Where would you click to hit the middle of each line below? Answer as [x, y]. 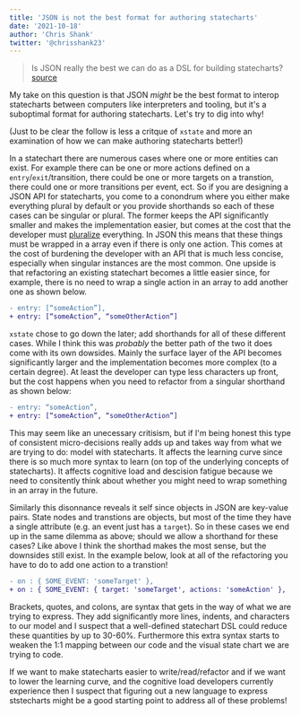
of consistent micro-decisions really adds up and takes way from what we [146, 442]
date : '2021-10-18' [46, 26]
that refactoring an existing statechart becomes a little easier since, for [140, 273]
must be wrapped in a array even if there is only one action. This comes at [146, 244]
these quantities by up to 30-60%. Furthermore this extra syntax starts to [145, 635]
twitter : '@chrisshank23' [57, 43]
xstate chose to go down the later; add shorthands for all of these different [148, 334]
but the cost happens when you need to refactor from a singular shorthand [147, 381]
